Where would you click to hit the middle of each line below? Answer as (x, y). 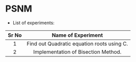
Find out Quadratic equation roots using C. (77, 43)
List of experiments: (34, 23)
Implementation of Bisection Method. (77, 52)
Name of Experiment (77, 35)
